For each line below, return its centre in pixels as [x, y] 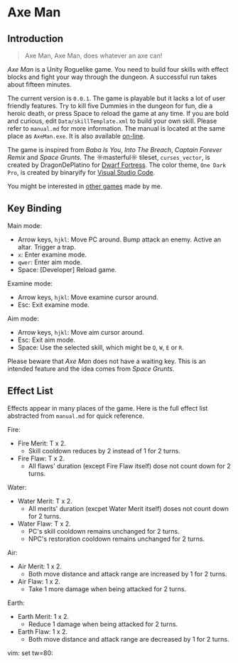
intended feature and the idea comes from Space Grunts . [91, 368]
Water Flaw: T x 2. [44, 524]
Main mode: [25, 225]
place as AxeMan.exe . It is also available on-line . [76, 136]
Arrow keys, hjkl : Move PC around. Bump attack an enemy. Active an [119, 239]
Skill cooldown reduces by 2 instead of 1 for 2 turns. [104, 451]
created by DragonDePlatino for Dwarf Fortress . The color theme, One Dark [117, 165]
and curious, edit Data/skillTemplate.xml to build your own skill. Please [112, 121]
